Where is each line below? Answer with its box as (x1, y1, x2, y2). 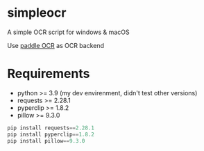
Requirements (7, 66, 90, 81)
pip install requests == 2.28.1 (7, 124, 95, 132)
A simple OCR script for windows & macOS (7, 28, 130, 36)
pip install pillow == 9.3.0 (7, 137, 85, 144)
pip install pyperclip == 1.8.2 (7, 131, 95, 138)
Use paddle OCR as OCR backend (7, 41, 105, 49)
